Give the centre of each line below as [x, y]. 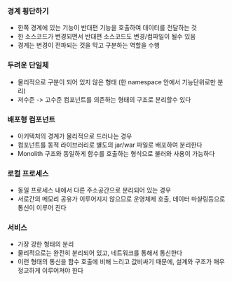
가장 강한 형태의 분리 [46, 244]
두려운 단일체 [28, 65]
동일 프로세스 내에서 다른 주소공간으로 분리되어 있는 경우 [94, 190]
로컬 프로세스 [28, 174]
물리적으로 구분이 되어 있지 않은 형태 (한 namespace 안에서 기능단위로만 [116, 81]
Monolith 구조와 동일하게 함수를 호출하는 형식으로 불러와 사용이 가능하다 [116, 153]
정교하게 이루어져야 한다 [50, 270]
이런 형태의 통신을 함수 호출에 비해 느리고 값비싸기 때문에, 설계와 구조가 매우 [121, 262]
